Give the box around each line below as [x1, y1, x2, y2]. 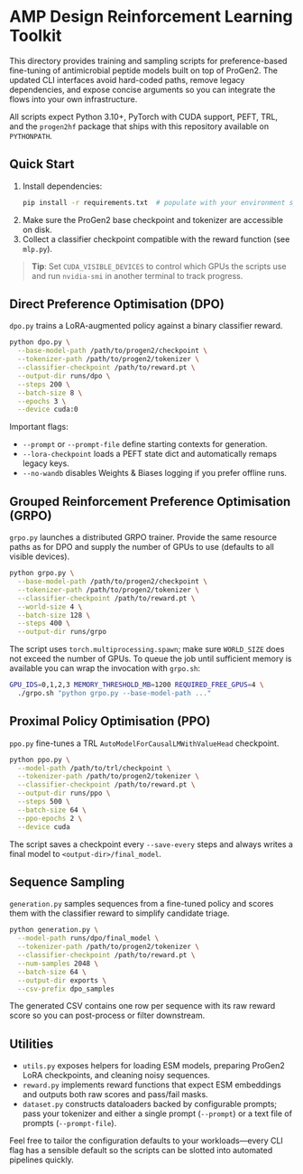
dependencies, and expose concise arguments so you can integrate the [9, 84, 276, 95]
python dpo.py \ [9, 338, 70, 347]
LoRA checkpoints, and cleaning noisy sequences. [22, 1070, 210, 1081]
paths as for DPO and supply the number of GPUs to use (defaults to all [9, 542, 275, 553]
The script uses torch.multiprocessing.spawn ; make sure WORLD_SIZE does [9, 644, 285, 655]
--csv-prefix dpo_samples [17, 984, 115, 993]
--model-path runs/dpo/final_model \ [17, 934, 160, 943]
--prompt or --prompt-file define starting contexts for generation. [22, 439, 268, 450]
